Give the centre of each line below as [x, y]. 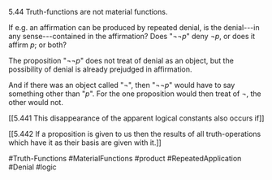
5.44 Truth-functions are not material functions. [88, 12]
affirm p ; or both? [38, 45]
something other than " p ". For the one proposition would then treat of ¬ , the [135, 94]
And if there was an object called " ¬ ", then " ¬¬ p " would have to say [122, 85]
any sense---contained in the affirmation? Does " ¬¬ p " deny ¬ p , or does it [132, 36]
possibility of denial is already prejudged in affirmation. [100, 69]
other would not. [36, 102]
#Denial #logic [32, 167]
